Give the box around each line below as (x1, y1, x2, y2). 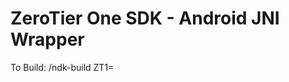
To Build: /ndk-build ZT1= (10, 61, 115, 73)
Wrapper (10, 28, 85, 51)
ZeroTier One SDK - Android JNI (10, 7, 280, 30)
